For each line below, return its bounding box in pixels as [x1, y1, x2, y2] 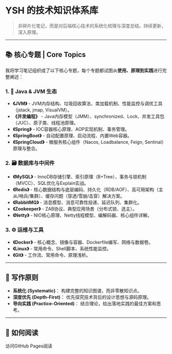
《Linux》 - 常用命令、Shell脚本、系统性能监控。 [12, 245, 112, 252]
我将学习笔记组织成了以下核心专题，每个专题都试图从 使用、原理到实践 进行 [5, 67, 162, 73]
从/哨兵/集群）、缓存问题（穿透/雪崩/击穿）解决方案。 [12, 193, 125, 199]
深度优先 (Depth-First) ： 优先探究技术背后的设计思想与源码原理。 [12, 294, 152, 301]
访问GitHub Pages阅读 [5, 343, 53, 349]
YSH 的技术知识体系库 [5, 5, 99, 16]
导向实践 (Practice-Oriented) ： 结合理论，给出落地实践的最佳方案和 [12, 301, 157, 307]
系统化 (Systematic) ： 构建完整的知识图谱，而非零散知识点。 [12, 288, 142, 294]
